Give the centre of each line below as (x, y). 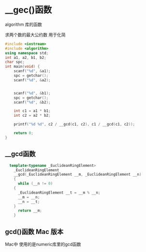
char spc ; (15, 62)
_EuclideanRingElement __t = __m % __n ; (59, 193)
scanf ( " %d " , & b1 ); (32, 93)
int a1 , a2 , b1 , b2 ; (26, 57)
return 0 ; (24, 133)
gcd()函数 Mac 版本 (34, 232)
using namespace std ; (27, 53)
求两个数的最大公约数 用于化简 (35, 35)
